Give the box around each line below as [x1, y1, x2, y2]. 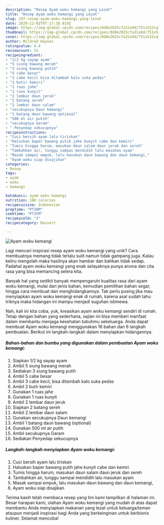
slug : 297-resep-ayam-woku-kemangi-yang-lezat [5, 16, 102, 21]
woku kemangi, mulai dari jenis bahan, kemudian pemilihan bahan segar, [5, 283, 151, 289]
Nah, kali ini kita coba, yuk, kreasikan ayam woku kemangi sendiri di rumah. [5, 308, 157, 314]
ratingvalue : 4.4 [5, 44, 41, 48]
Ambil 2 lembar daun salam [12, 409, 68, 416]
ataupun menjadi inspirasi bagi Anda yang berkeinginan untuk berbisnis [5, 510, 149, 516]
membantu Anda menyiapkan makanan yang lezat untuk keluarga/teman [5, 504, 151, 511]
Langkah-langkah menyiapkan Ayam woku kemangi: [5, 447, 115, 453]
